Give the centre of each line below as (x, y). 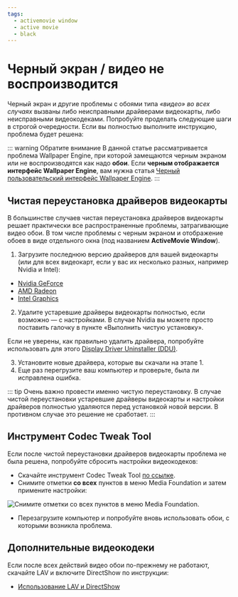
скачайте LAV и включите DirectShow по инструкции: (88, 572)
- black (25, 34)
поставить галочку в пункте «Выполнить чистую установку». (110, 327)
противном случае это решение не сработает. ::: (81, 414)
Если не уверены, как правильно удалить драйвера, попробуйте (106, 341)
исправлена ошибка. (49, 378)
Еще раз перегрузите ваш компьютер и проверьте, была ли (108, 370)
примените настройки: (52, 490)
